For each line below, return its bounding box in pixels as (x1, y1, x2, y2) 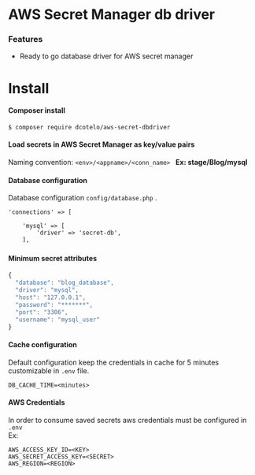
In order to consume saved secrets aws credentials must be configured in (8, 415, 247, 425)
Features (8, 34, 43, 45)
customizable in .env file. (8, 365, 90, 376)
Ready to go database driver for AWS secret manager (19, 51, 194, 61)
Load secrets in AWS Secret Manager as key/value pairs (8, 140, 195, 149)
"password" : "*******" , (15, 301, 93, 309)
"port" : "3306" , (15, 308, 68, 316)
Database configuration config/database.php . (8, 193, 157, 203)
